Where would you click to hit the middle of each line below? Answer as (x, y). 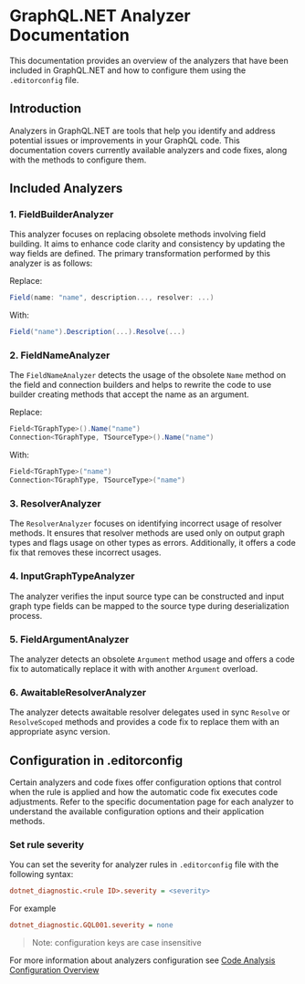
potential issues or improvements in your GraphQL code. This (125, 140)
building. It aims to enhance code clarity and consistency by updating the (147, 244)
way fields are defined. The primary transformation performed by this (140, 254)
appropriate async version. (60, 732)
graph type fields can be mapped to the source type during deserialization (149, 606)
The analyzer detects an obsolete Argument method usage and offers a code (152, 659)
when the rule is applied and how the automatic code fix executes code (144, 791)
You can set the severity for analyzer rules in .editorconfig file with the (144, 864)
